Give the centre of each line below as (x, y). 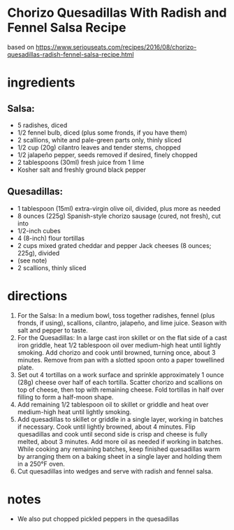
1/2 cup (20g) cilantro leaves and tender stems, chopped (99, 147)
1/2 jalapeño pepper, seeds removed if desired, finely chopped (107, 154)
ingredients (41, 83)
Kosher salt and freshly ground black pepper (82, 170)
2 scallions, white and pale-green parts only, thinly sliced (99, 140)
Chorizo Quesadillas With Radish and (117, 13)
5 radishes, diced (42, 125)
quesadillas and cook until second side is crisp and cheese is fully (112, 434)
